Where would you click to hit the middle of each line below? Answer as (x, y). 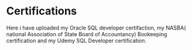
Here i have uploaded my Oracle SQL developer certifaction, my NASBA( (96, 28)
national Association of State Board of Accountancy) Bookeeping (87, 34)
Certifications (42, 11)
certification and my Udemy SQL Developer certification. (76, 40)
